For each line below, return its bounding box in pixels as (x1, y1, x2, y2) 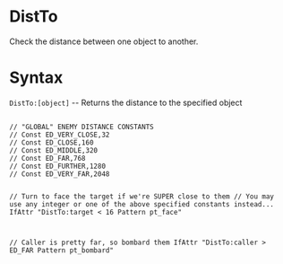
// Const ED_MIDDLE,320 (9, 145, 99, 154)
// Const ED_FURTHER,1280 (9, 162, 106, 171)
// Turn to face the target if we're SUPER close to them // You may (9, 191, 275, 201)
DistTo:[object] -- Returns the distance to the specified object (9, 97, 243, 108)
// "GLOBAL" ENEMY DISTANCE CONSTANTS (9, 122, 154, 131)
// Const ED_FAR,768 (9, 154, 87, 163)
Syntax (9, 67, 64, 88)
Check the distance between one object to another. (9, 36, 199, 47)
